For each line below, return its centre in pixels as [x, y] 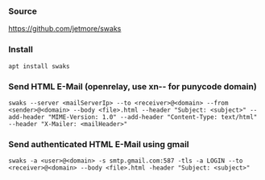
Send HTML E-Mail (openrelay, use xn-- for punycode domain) [133, 86]
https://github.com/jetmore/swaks [65, 29]
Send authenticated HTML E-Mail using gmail [99, 144]
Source [23, 11]
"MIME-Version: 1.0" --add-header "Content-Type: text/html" [153, 117]
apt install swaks [39, 66]
